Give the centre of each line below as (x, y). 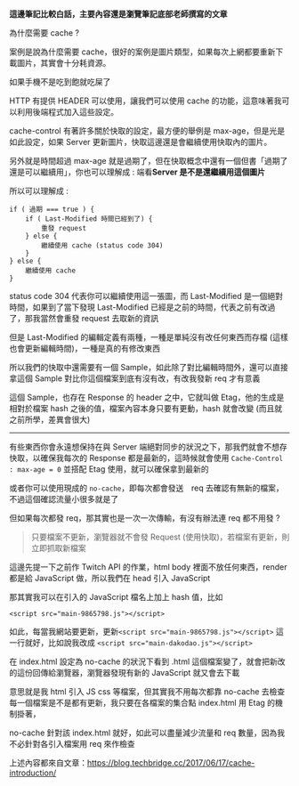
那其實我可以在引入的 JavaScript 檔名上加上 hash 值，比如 (116, 597)
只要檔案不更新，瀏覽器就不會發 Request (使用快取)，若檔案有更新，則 (160, 537)
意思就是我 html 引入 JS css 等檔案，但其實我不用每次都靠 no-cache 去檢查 (147, 692)
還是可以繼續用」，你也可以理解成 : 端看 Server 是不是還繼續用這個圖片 (137, 172)
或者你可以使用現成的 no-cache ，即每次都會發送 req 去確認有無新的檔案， (146, 488)
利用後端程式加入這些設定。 (67, 112)
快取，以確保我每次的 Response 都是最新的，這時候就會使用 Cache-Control (146, 458)
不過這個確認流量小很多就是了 (64, 499)
